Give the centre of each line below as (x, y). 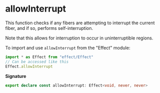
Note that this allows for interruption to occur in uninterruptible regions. (79, 38)
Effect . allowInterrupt (29, 66)
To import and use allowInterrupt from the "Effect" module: (68, 48)
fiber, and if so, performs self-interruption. (49, 28)
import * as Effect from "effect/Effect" (49, 57)
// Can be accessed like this (37, 62)
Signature (16, 76)
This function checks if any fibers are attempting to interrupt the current (80, 23)
